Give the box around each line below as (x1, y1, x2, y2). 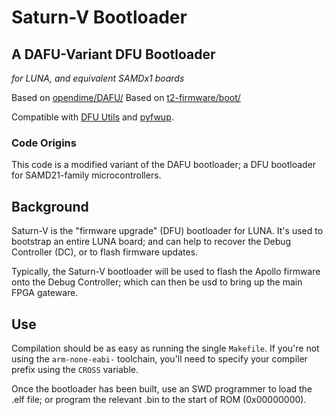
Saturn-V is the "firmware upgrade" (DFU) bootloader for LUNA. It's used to (11, 225, 324, 237)
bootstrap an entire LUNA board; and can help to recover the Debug (11, 236, 292, 248)
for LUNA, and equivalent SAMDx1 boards (11, 72, 185, 84)
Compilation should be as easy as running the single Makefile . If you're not (11, 342, 320, 354)
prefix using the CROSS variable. (11, 363, 139, 375)
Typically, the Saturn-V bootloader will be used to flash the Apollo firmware (11, 266, 321, 278)
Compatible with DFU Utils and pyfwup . (11, 111, 174, 123)
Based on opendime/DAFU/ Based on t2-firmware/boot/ (11, 92, 241, 103)
